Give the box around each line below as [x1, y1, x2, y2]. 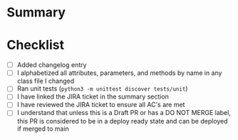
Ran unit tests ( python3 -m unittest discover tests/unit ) [16, 84, 188, 93]
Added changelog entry [16, 61, 87, 69]
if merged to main [16, 124, 69, 133]
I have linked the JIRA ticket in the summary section [16, 92, 169, 101]
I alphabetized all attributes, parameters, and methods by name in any [16, 69, 222, 77]
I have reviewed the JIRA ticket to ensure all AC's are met [16, 101, 185, 109]
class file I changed [16, 76, 75, 86]
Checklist [6, 37, 65, 54]
